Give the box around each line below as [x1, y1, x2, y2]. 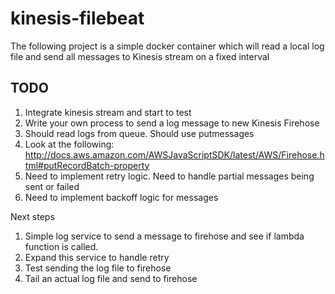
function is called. [24, 240, 99, 252]
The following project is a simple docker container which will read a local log [10, 40, 325, 52]
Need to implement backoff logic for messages [24, 191, 219, 203]
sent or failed [24, 180, 80, 192]
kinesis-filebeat [10, 7, 145, 30]
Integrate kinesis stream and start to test [24, 106, 192, 118]
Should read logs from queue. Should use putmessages [24, 127, 255, 139]
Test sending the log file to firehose [24, 262, 172, 274]
